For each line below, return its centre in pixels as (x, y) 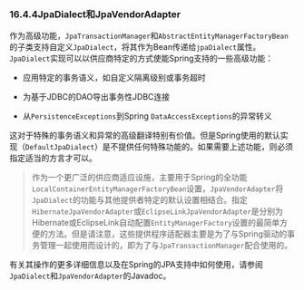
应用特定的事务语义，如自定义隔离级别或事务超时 (114, 78)
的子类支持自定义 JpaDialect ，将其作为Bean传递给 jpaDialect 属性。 (135, 47)
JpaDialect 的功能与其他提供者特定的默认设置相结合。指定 (139, 200)
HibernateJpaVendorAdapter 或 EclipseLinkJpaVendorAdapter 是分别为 (157, 211)
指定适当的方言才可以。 (53, 158)
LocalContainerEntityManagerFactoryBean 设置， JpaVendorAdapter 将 (157, 188)
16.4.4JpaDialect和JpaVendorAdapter (95, 14)
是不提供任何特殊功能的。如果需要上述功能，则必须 (197, 147)
